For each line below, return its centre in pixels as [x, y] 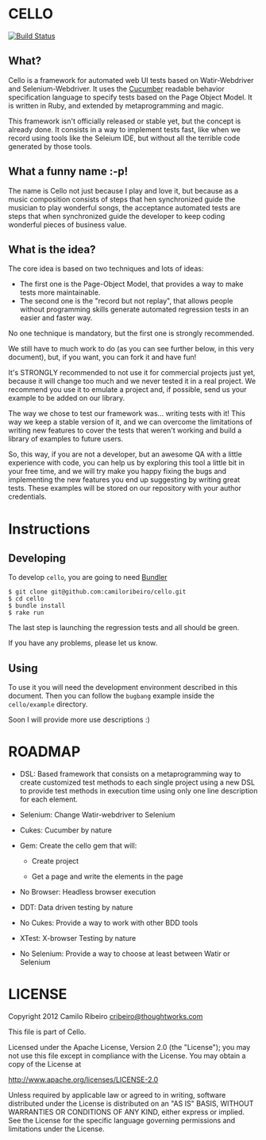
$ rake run [26, 613]
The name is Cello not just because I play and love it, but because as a [123, 190]
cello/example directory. [48, 704]
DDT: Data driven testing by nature [76, 907]
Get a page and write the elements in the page [108, 876]
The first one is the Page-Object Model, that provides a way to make [131, 284]
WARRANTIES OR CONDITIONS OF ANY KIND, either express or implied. [126, 1112]
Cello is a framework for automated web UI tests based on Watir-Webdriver [131, 80]
